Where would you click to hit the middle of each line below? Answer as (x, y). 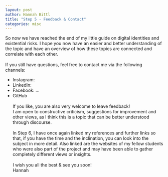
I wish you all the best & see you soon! (52, 165)
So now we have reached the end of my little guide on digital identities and (82, 38)
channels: (15, 70)
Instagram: (24, 80)
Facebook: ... (26, 90)
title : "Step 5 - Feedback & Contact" (46, 19)
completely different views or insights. (52, 154)
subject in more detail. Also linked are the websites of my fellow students (88, 144)
